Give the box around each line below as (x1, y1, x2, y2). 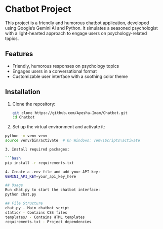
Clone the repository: (12, 101, 56, 107)
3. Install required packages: (5, 147, 70, 152)
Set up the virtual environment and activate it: (12, 124, 105, 130)
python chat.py (5, 192, 37, 197)
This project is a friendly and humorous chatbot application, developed (5, 20, 149, 26)
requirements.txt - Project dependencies (5, 219, 92, 224)
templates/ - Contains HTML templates (5, 215, 85, 220)
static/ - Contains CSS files (5, 210, 68, 215)
